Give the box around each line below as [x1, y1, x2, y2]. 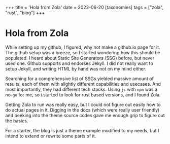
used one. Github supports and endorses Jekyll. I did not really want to [5, 60, 153, 66]
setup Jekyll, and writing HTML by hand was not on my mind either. [5, 65, 146, 71]
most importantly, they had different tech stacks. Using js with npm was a [5, 86, 158, 92]
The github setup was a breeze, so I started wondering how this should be [5, 49, 161, 55]
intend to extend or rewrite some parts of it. [5, 133, 96, 139]
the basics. [5, 118, 28, 124]
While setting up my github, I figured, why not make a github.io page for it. [5, 44, 161, 50]
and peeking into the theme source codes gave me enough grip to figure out [5, 112, 165, 118]
